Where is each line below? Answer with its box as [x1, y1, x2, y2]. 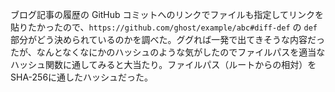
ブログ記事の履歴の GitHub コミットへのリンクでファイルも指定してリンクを [10, 9, 325, 20]
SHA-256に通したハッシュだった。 [10, 71, 154, 83]
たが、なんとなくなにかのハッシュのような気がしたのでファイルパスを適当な [10, 46, 326, 58]
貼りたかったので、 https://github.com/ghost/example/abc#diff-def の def [10, 21, 318, 33]
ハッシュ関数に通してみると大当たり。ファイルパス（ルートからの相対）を [10, 59, 317, 70]
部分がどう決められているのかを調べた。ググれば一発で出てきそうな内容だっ [10, 34, 325, 45]
